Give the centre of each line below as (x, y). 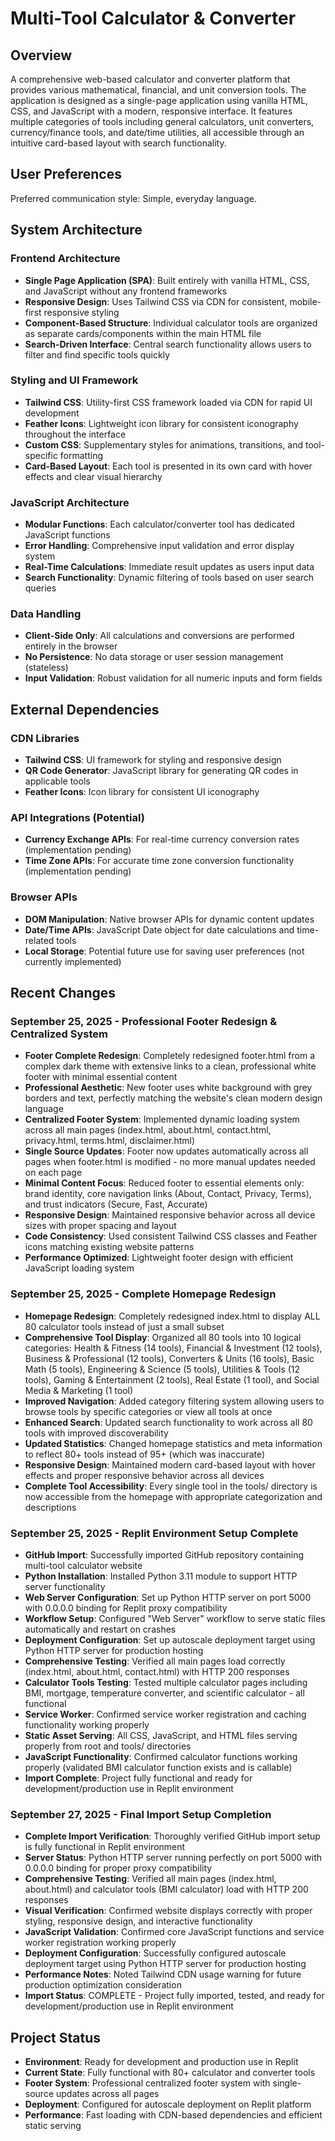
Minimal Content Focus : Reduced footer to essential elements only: (164, 1183)
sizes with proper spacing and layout (100, 1226)
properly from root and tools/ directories (108, 1746)
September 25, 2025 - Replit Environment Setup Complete (154, 1533)
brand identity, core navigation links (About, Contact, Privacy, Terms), (168, 1194)
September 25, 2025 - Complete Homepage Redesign (143, 1294)
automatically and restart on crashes (100, 1629)
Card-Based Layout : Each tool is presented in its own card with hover (168, 466)
